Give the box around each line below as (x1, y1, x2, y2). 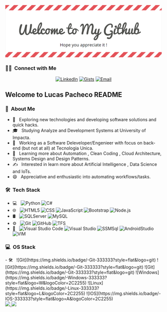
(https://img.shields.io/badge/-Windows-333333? (5, 275, 107, 281)
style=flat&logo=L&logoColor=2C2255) (5, 291, 85, 297)
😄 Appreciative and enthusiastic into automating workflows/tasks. (12, 174, 151, 180)
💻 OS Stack (5, 243, 36, 250)
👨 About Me (5, 105, 36, 112)
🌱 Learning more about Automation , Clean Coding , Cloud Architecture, (12, 151, 162, 156)
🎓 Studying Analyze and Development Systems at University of (12, 128, 146, 134)
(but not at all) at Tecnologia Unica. (21, 145, 93, 151)
